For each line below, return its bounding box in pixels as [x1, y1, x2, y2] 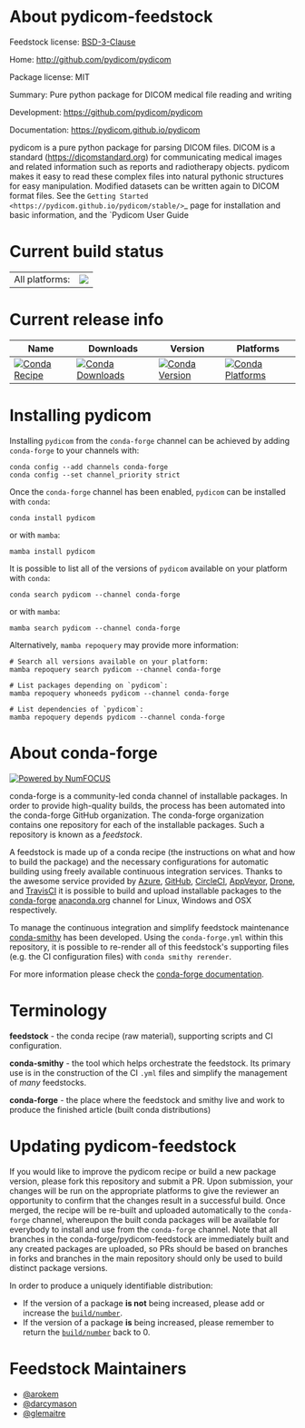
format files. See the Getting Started [9, 190, 149, 201]
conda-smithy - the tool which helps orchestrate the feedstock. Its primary [9, 1058, 291, 1069]
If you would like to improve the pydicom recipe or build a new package [9, 1166, 277, 1177]
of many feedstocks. [9, 1077, 87, 1088]
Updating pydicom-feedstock [9, 1136, 237, 1157]
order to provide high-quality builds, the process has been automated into [9, 800, 286, 811]
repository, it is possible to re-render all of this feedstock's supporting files [9, 941, 289, 952]
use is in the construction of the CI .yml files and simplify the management [9, 1067, 288, 1078]
